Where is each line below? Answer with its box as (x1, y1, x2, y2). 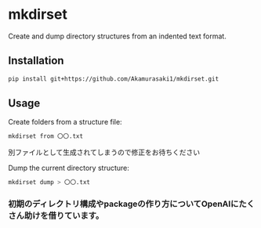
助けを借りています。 (24, 210, 104, 221)
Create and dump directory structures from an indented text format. (8, 31, 227, 41)
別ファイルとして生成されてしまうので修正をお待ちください (8, 147, 201, 157)
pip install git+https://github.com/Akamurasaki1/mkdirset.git (8, 74, 219, 83)
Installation (8, 54, 64, 67)
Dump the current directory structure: (8, 163, 129, 173)
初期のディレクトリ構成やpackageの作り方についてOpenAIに (8, 198, 239, 209)
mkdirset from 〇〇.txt (8, 132, 84, 140)
